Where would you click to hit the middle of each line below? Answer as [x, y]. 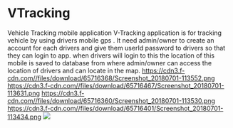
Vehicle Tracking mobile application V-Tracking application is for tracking [115, 33]
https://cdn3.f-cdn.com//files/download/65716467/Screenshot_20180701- [116, 85]
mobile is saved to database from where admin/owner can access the [110, 63]
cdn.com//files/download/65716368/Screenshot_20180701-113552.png [111, 78]
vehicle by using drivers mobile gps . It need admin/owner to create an [111, 40]
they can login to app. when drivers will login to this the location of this [111, 55]
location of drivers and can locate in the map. [74, 70]
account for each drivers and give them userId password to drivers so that [116, 48]
